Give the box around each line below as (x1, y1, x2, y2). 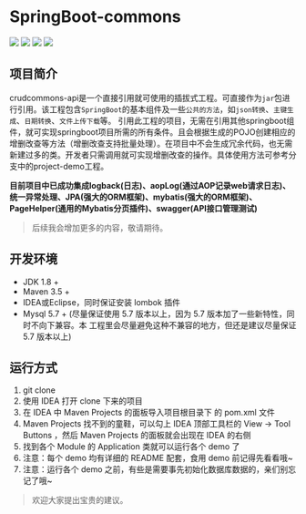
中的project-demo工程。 (16, 160, 109, 171)
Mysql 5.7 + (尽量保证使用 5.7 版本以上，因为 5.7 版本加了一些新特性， (22, 308, 287, 319)
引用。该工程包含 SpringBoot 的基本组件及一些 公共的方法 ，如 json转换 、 (16, 103, 274, 115)
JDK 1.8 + (22, 276, 59, 287)
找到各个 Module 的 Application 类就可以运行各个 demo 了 (22, 441, 240, 452)
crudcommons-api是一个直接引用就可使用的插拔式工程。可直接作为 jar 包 (9, 92, 282, 103)
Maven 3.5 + (22, 285, 70, 297)
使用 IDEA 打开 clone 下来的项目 (22, 396, 143, 406)
